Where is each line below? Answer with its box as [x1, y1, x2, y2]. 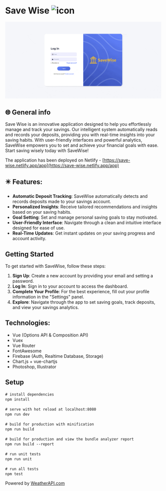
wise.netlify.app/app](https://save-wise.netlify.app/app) [5, 163, 119, 168]
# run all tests [5, 466, 39, 472]
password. [12, 278, 34, 284]
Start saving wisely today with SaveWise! [5, 148, 89, 154]
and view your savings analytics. [12, 304, 79, 310]
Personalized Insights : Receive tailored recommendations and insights [12, 204, 158, 210]
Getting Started [5, 250, 54, 258]
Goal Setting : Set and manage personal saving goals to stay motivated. [12, 214, 158, 221]
